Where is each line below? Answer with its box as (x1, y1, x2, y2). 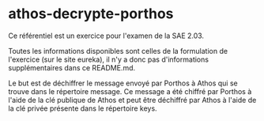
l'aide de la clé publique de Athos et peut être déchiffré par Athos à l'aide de (8, 95, 257, 104)
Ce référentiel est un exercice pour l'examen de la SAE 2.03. (8, 31, 204, 40)
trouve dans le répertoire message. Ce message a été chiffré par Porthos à (8, 86, 252, 96)
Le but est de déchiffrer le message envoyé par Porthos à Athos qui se (8, 78, 239, 88)
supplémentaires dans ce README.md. (8, 62, 136, 72)
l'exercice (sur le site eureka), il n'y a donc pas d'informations (8, 55, 209, 64)
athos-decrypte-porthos (8, 5, 174, 23)
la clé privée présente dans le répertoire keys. (8, 104, 157, 113)
